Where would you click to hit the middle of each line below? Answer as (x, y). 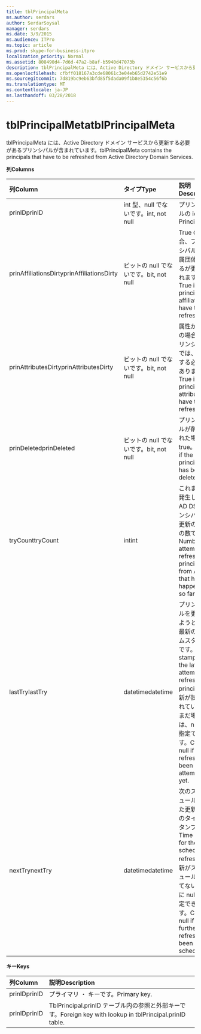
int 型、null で (143, 205)
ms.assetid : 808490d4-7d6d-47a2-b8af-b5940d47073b (71, 62)
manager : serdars (28, 29)
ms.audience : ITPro (31, 40)
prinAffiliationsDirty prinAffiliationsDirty (64, 273)
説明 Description (72, 982)
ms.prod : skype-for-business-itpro (51, 51)
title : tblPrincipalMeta (37, 12)
